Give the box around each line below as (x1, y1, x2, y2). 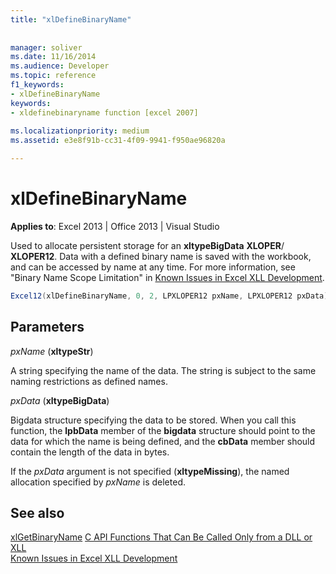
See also (10, 505, 65, 522)
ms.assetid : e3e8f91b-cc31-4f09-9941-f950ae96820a (10, 136, 226, 146)
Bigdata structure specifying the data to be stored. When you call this (10, 414, 297, 426)
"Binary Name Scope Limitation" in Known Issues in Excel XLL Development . (10, 271, 325, 283)
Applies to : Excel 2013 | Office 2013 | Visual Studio (10, 220, 220, 232)
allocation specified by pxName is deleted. (10, 476, 186, 488)
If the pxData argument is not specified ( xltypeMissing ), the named (10, 465, 290, 477)
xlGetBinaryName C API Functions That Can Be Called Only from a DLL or (10, 531, 313, 543)
